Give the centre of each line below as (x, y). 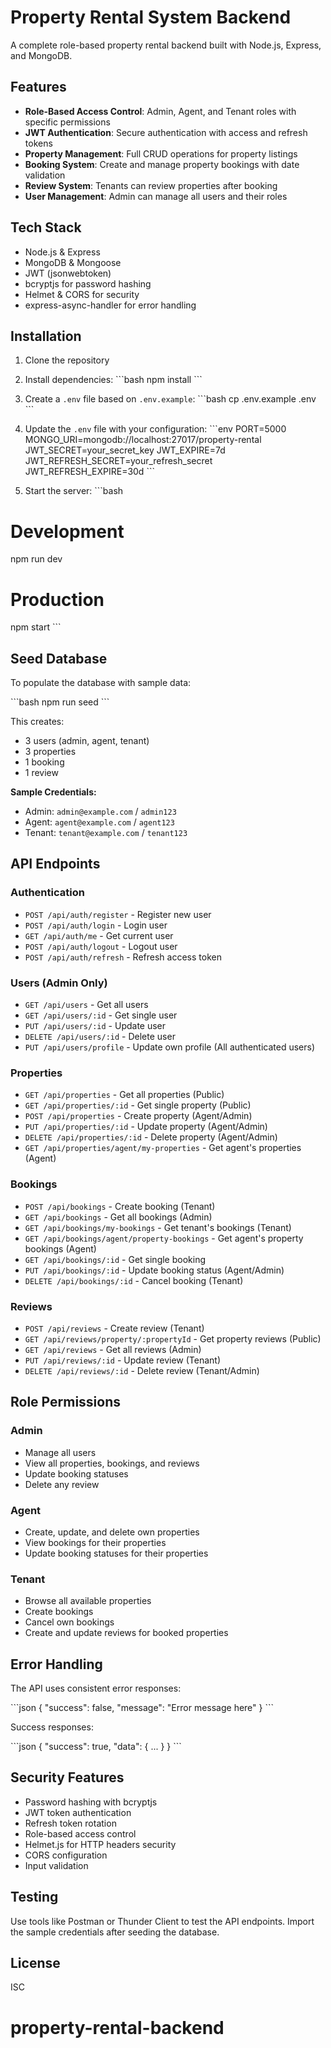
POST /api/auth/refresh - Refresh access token (123, 957)
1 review (41, 773)
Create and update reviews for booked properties (126, 1633)
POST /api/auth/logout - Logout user (101, 946)
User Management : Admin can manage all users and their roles (156, 196)
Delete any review (62, 1484)
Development (67, 531)
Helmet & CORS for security (82, 294)
